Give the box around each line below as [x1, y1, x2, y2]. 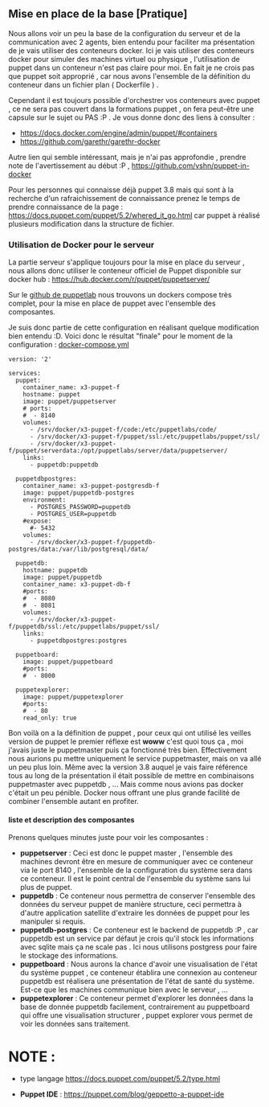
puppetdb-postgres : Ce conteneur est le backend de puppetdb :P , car [19, 925, 259, 935]
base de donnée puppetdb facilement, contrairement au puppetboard [19, 1002, 251, 1012]
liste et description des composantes [8, 814, 135, 824]
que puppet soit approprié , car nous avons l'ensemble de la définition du [8, 71, 251, 80]
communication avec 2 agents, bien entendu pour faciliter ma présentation [8, 37, 255, 47]
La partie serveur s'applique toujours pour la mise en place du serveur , [8, 257, 245, 267]
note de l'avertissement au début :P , [8, 161, 130, 170]
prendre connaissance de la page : [8, 202, 124, 211]
